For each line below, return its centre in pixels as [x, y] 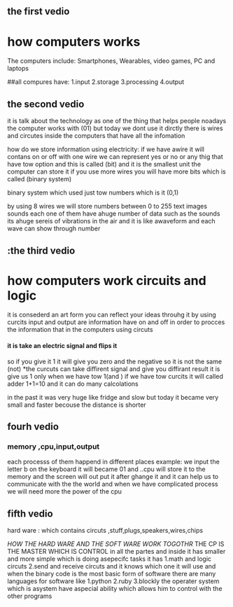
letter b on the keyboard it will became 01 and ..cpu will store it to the [106, 469]
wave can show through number [54, 229]
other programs [30, 596]
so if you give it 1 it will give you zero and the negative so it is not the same [115, 361]
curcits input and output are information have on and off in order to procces [116, 322]
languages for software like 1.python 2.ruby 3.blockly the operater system [113, 581]
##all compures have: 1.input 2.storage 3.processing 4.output [96, 82]
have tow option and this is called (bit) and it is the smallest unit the [104, 165]
